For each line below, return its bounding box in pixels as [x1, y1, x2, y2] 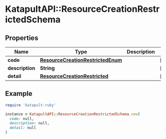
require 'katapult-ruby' [5, 102, 56, 107]
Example [5, 90, 33, 98]
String [40, 65, 55, 71]
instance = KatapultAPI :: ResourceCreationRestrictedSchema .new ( [5, 111, 140, 117]
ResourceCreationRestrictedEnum [40, 57, 123, 63]
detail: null [9, 125, 37, 131]
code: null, [9, 116, 35, 121]
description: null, [9, 121, 50, 126]
